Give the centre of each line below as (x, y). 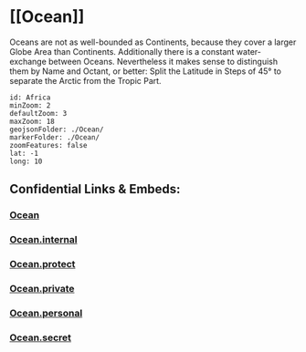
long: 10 (26, 161)
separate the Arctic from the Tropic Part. (85, 80)
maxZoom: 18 (32, 121)
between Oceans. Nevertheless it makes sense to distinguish (164, 61)
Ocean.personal (46, 313)
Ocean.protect (42, 264)
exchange (28, 61)
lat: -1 (24, 153)
